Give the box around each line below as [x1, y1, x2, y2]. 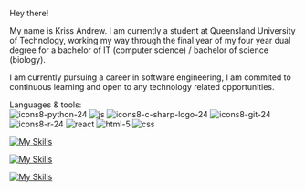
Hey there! [9, 8, 49, 18]
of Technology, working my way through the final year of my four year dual [9, 35, 291, 45]
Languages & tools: [9, 99, 82, 110]
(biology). [9, 55, 46, 65]
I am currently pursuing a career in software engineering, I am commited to [9, 72, 292, 83]
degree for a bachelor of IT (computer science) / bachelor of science [9, 45, 269, 55]
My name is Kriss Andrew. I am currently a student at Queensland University [9, 25, 296, 35]
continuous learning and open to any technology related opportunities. [9, 82, 275, 92]
